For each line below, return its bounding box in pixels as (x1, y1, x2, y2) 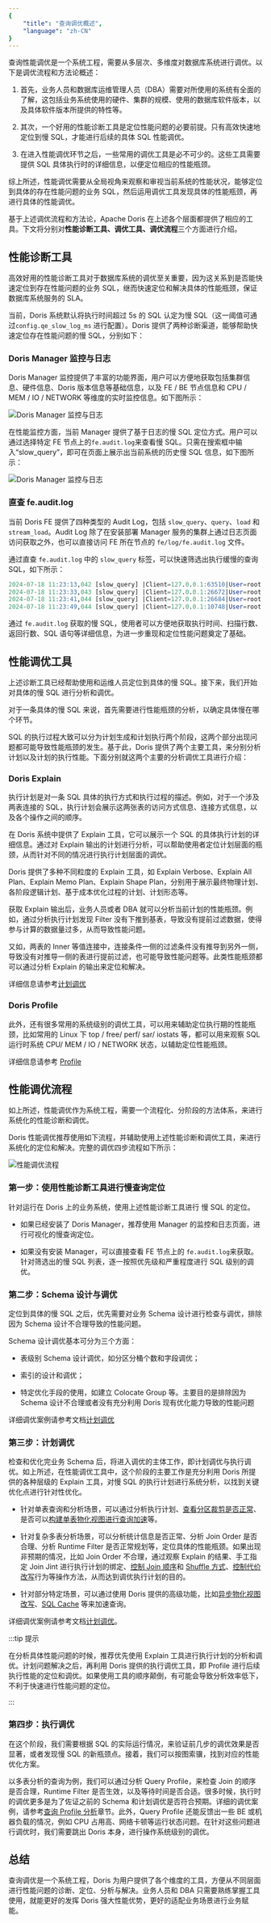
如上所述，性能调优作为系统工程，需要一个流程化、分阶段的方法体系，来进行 (8, 1105, 263, 1115)
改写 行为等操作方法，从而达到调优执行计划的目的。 (19, 1572, 190, 1582)
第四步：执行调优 (8, 1719, 75, 1730)
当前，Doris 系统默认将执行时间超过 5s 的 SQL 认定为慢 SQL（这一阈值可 (8, 310, 251, 320)
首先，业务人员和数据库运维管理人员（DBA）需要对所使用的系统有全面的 (19, 85, 261, 95)
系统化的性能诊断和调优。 (8, 1116, 94, 1126)
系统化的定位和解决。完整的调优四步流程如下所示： (8, 1142, 178, 1152)
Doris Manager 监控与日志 (8, 352, 111, 364)
